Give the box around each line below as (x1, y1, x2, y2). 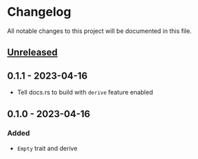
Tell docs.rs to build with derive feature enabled (16, 88, 153, 97)
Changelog (7, 4, 71, 20)
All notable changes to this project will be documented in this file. (7, 27, 192, 35)
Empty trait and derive (16, 144, 78, 152)
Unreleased (7, 47, 58, 58)
